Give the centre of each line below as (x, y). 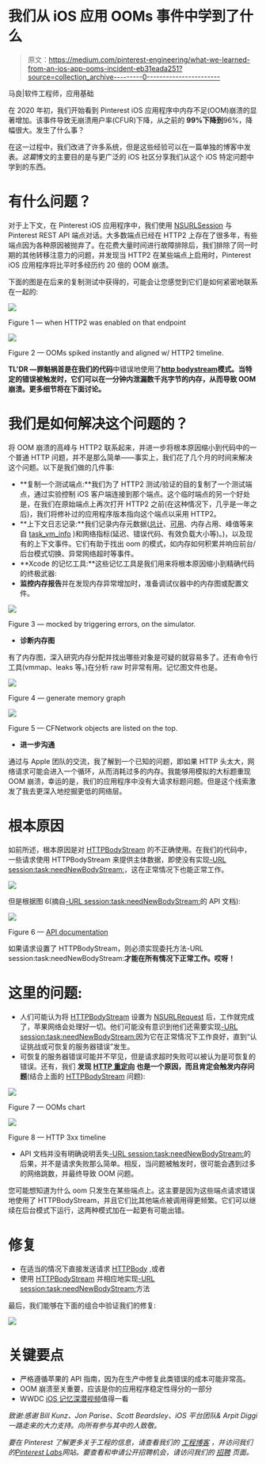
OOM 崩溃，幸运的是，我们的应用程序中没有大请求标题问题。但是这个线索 (129, 781)
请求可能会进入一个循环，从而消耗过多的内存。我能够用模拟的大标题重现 (133, 771)
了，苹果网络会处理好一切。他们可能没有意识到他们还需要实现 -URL (129, 1026)
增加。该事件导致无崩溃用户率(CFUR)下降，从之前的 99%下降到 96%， (130, 120)
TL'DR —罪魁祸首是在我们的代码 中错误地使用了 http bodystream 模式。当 (127, 369)
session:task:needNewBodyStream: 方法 (85, 1288)
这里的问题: (46, 993)
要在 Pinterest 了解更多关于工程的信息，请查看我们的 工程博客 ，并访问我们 (131, 1442)
